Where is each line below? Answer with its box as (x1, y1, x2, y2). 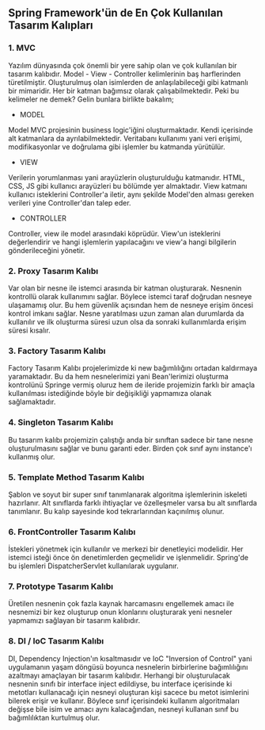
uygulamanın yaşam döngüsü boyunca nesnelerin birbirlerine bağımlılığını (8, 662, 248, 671)
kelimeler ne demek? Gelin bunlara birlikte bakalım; (8, 94, 174, 104)
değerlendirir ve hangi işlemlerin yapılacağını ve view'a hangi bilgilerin (8, 237, 237, 247)
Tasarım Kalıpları (8, 19, 93, 33)
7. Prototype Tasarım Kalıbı (8, 581, 113, 592)
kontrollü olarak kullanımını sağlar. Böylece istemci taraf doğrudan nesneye (8, 291, 252, 301)
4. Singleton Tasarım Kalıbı (8, 417, 113, 428)
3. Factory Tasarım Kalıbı (8, 345, 106, 356)
